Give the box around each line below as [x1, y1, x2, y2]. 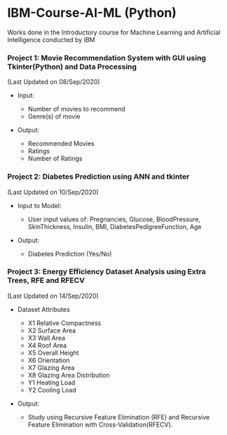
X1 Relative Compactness [27, 319, 102, 327]
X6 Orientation [27, 356, 70, 364]
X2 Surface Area [27, 326, 76, 334]
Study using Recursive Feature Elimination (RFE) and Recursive [27, 413, 210, 421]
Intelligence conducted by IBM [7, 35, 96, 43]
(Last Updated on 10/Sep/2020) [7, 188, 99, 196]
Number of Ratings [27, 154, 83, 163]
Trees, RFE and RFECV [7, 275, 85, 285]
